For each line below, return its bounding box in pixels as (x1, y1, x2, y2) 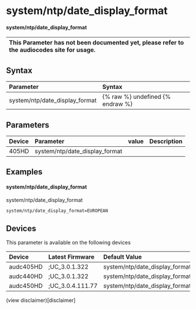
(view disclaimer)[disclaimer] (6, 297, 76, 304)
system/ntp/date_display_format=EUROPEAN (6, 208, 108, 214)
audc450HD (9, 282, 43, 290)
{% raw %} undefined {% (101, 92, 171, 101)
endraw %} (101, 100, 133, 108)
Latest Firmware (48, 253, 95, 261)
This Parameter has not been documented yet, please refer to (9, 39, 184, 47)
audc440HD (9, 272, 43, 280)
